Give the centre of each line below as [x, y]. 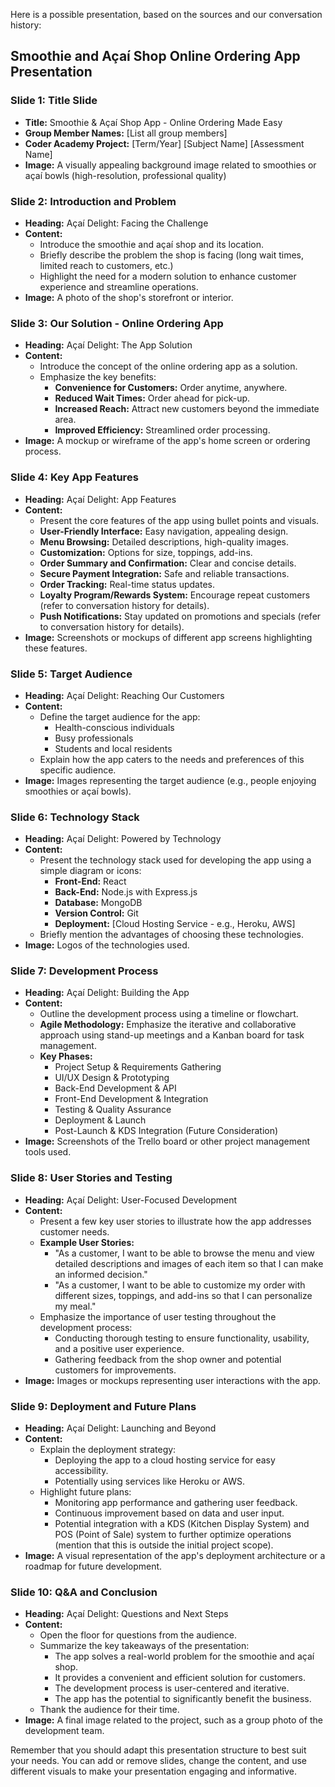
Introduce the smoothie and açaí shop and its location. [151, 244]
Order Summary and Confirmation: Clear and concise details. [168, 563]
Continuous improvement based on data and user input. [169, 1513]
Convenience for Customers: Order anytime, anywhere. [171, 388]
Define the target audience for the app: [120, 716]
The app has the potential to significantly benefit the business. [183, 1699]
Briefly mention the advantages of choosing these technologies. [171, 935]
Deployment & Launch [100, 1120]
